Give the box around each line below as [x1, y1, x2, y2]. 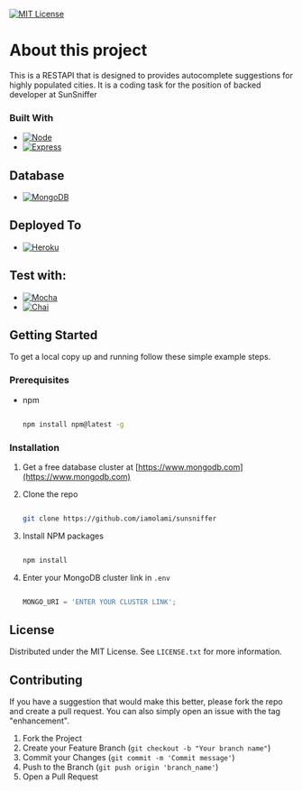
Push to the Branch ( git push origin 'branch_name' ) [22, 762, 219, 773]
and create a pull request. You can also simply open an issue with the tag [9, 706, 281, 717]
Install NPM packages [22, 530, 104, 541]
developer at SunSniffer [9, 88, 97, 99]
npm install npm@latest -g [22, 419, 124, 428]
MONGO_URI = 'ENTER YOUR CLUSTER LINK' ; [22, 597, 177, 606]
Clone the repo [22, 488, 78, 500]
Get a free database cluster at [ [22, 461, 139, 473]
